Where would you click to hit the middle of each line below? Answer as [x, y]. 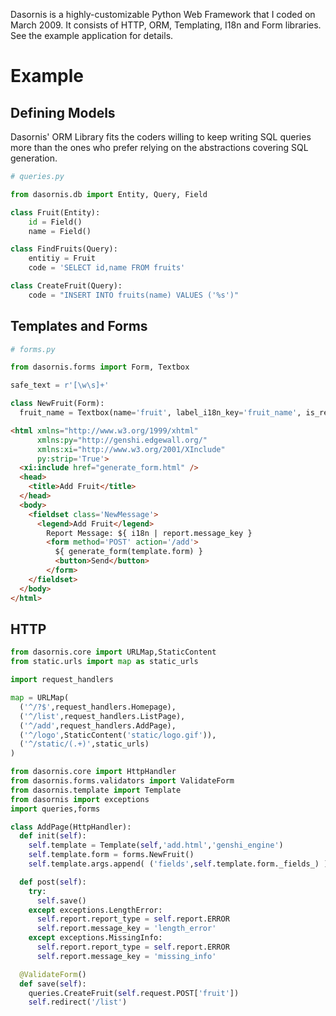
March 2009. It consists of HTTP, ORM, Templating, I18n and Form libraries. [166, 25]
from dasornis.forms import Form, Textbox [100, 367]
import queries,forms [55, 809]
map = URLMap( [40, 698]
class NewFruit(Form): [57, 404]
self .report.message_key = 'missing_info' [126, 956]
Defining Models [63, 112]
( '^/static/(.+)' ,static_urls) [84, 744]
